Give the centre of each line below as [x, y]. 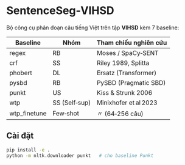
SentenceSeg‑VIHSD [60, 11]
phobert [21, 73]
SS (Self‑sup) [72, 103]
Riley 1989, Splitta [123, 63]
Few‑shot [66, 113]
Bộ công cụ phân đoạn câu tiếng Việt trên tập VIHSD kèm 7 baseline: [93, 28]
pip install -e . [28, 150]
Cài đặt [20, 136]
